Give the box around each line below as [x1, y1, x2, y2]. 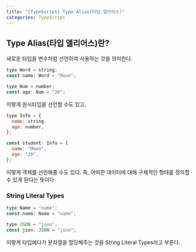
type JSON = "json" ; [6, 221, 58, 227]
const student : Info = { [6, 140, 68, 146]
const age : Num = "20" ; [6, 89, 66, 95]
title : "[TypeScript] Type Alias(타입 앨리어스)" [6, 8, 125, 15]
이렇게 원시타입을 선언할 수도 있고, [6, 100, 86, 108]
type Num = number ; [6, 83, 55, 90]
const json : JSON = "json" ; [6, 227, 77, 233]
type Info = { [6, 112, 42, 119]
